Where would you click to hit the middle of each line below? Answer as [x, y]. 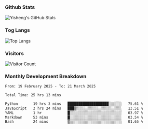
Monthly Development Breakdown [46, 76]
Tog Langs [18, 30]
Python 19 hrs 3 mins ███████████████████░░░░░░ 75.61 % [74, 104]
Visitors [14, 53]
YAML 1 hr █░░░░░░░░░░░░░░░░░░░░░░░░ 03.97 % [74, 113]
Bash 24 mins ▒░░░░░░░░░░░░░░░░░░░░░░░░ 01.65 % [74, 122]
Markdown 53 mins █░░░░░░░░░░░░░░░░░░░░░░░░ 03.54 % [74, 117]
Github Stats [20, 7]
